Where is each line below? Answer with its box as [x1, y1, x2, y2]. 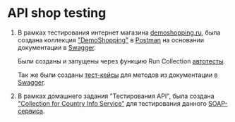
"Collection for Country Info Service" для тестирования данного [17, 99, 207, 107]
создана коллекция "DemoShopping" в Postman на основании [17, 35, 205, 44]
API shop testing [7, 5, 107, 21]
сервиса [17, 106, 44, 115]
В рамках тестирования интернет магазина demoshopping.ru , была [17, 28, 221, 37]
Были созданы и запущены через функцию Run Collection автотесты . [17, 56, 226, 65]
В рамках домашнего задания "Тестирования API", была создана [17, 92, 215, 100]
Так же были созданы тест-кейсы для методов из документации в [17, 71, 218, 79]
